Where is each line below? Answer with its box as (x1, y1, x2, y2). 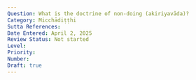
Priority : (7, 49, 36, 56)
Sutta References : (7, 23, 61, 30)
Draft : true (7, 62, 42, 69)
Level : (7, 42, 27, 49)
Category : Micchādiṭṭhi (7, 17, 77, 24)
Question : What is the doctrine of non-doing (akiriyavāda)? (7, 10, 190, 17)
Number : (7, 56, 30, 63)
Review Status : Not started (7, 36, 90, 43)
